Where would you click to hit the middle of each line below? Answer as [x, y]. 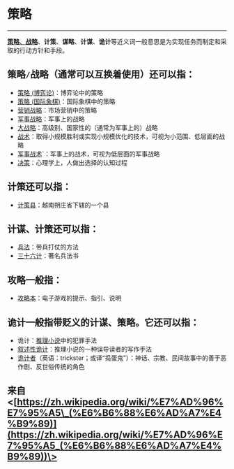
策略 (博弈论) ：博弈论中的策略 [60, 92]
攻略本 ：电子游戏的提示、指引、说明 [69, 298]
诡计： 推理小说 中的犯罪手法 [57, 340]
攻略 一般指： [35, 280]
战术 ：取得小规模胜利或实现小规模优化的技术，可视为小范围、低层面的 [118, 136]
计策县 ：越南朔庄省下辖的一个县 [63, 205]
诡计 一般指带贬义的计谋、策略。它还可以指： [103, 322]
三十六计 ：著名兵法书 [48, 256]
